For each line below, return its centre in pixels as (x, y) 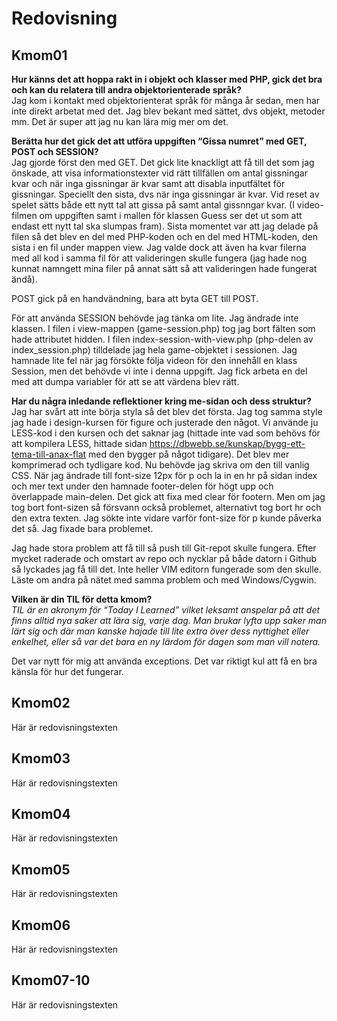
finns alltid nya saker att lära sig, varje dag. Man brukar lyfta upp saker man (169, 620)
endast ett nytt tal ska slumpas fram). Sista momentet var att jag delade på (165, 226)
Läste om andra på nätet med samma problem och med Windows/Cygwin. (164, 580)
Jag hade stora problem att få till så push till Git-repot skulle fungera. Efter (164, 548)
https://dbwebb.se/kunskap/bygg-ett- (227, 443)
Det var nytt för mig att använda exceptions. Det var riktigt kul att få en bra (164, 661)
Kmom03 (41, 758)
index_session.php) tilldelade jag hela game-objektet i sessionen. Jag (154, 350)
